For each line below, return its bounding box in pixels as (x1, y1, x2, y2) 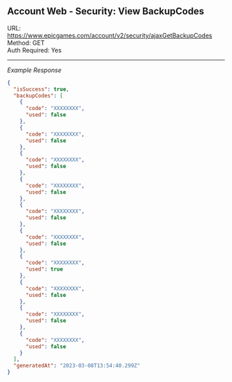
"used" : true (25, 266, 64, 273)
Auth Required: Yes (7, 46, 62, 54)
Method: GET (7, 38, 45, 47)
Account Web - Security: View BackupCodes (7, 6, 204, 17)
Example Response (7, 66, 62, 74)
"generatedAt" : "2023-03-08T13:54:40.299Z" (13, 363, 140, 370)
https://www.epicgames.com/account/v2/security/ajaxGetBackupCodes (7, 31, 213, 39)
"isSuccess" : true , (13, 86, 70, 93)
